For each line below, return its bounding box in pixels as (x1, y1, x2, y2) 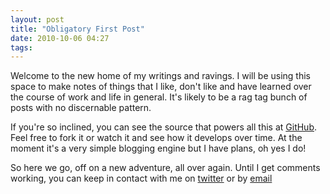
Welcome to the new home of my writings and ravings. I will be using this (10, 70, 311, 82)
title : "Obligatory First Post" (10, 24, 145, 34)
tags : (10, 42, 33, 53)
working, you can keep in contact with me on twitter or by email (10, 172, 273, 185)
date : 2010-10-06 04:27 (10, 33, 110, 43)
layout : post (10, 14, 65, 25)
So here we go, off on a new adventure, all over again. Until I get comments (10, 162, 321, 174)
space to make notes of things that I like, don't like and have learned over (10, 81, 312, 93)
